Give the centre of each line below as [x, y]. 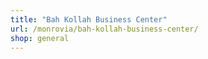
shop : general [40, 38]
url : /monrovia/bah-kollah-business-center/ [104, 29]
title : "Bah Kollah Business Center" [89, 19]
